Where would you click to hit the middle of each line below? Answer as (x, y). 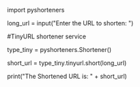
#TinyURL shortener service (47, 36)
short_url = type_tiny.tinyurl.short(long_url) (67, 63)
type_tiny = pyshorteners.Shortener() (59, 50)
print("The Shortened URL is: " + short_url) (67, 76)
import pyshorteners (36, 10)
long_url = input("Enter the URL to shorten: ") (70, 23)
